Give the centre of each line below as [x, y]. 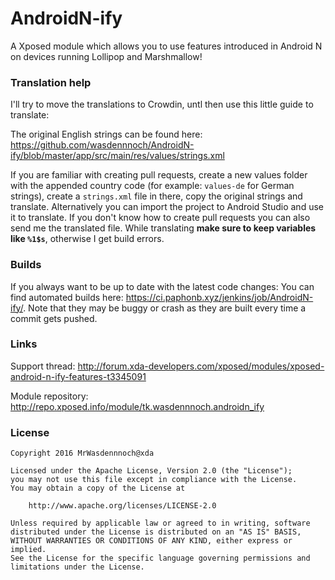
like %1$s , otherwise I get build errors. [87, 239]
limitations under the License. [77, 567]
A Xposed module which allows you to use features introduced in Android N [166, 46]
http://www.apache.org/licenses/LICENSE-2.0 [122, 506]
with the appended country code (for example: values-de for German [152, 186]
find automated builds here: [67, 297]
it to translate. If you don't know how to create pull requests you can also [160, 218]
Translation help [51, 82]
